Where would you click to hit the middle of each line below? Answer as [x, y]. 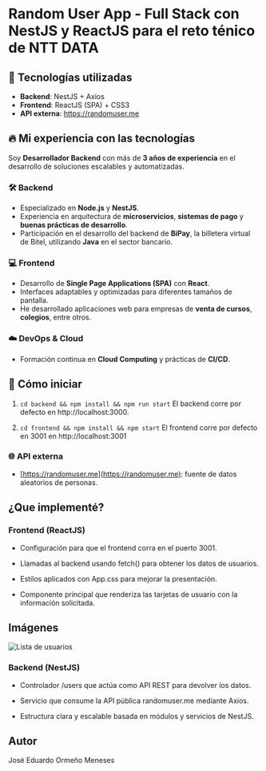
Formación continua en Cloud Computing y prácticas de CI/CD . [125, 359]
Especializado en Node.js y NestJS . [79, 208]
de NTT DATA [54, 48]
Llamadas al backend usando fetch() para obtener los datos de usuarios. [139, 563]
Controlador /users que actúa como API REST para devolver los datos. [135, 685]
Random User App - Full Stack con [124, 14]
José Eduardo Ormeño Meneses [62, 761]
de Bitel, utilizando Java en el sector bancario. [96, 242]
